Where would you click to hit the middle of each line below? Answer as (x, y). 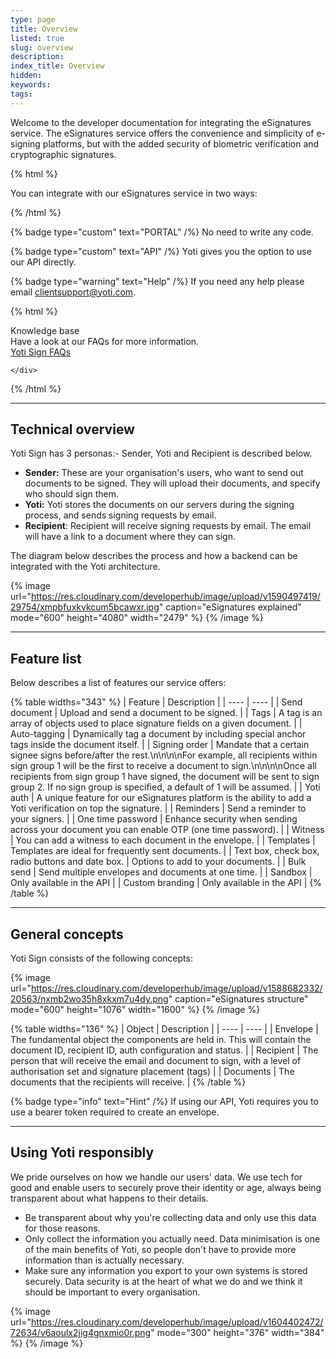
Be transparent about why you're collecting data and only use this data (170, 1217)
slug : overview (42, 47)
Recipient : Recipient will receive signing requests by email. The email (168, 526)
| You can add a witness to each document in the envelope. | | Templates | (163, 840)
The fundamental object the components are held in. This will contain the (161, 1040)
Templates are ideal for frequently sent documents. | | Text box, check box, (165, 851)
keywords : (31, 85)
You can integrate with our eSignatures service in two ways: (134, 193)
